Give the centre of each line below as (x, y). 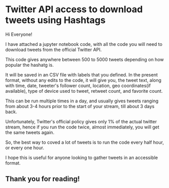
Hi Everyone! (19, 34)
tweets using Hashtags (56, 20)
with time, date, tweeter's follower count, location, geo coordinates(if (78, 86)
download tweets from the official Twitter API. (54, 49)
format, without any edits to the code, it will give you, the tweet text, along (83, 80)
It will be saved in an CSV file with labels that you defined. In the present (81, 74)
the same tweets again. (30, 132)
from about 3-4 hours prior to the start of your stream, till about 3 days (80, 106)
